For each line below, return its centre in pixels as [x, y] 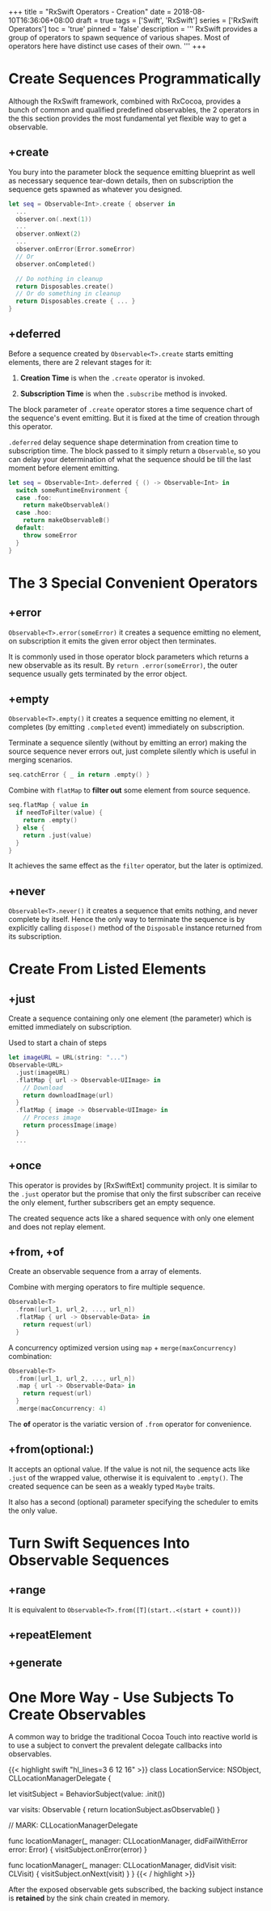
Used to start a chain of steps [58, 1043]
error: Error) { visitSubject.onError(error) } [78, 1849]
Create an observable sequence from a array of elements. [105, 1272]
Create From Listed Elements [107, 969]
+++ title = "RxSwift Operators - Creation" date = [90, 12]
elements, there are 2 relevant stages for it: [80, 362]
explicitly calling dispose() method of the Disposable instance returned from [135, 928]
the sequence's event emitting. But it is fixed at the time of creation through [134, 418]
